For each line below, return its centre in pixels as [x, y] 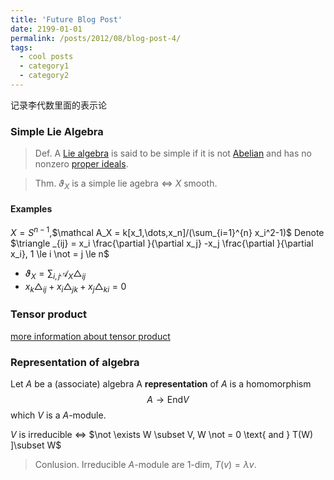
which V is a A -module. [58, 415]
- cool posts [46, 57]
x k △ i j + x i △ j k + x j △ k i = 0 [75, 287]
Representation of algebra [75, 362]
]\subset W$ [36, 445]
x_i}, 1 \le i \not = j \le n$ [60, 253]
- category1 [44, 66]
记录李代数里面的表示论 [58, 105]
